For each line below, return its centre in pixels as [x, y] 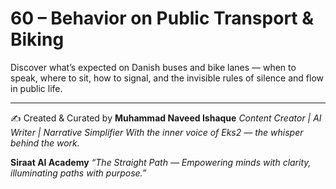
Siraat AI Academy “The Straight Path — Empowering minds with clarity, [161, 162]
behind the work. [45, 143]
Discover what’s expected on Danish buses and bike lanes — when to [153, 67]
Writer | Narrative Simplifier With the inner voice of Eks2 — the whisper [157, 132]
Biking [37, 39]
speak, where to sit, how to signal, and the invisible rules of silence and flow [167, 78]
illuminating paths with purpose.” [78, 173]
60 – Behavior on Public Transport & [162, 18]
